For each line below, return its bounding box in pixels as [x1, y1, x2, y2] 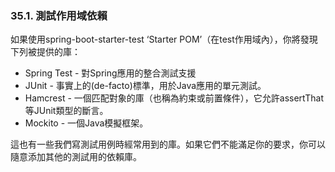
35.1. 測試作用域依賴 [10, 8, 108, 22]
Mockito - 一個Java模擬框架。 [24, 117, 149, 129]
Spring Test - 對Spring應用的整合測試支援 [24, 67, 197, 79]
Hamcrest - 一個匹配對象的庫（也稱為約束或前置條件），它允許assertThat [24, 92, 324, 104]
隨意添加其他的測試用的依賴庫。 [10, 151, 142, 163]
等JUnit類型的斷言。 [24, 105, 109, 117]
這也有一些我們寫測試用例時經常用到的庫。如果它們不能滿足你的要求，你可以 [10, 138, 326, 151]
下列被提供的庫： [10, 46, 81, 58]
